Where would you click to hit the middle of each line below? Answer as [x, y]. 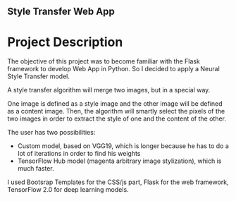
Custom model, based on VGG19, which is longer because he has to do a [123, 146]
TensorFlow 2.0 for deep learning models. [68, 190]
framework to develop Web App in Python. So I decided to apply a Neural [113, 69]
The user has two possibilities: [51, 133]
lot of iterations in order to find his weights [79, 154]
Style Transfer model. [39, 76]
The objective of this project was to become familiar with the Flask [104, 61]
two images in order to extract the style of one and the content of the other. [117, 118]
